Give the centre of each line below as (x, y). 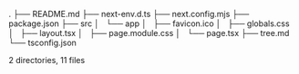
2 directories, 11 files (47, 60)
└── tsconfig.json (42, 42)
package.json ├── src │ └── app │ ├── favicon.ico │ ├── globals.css (149, 23)
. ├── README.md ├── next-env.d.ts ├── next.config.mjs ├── (129, 14)
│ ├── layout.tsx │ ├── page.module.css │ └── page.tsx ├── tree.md (149, 33)
